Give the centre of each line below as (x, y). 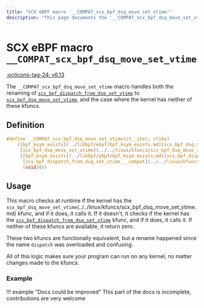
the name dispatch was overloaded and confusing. (70, 245)
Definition (25, 125)
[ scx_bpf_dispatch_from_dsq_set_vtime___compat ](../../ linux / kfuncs (111, 161)
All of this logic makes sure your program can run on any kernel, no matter (99, 256)
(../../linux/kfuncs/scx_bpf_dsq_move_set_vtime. (137, 207)
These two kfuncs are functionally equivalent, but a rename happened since (101, 238)
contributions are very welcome (46, 298)
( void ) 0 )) (35, 167)
